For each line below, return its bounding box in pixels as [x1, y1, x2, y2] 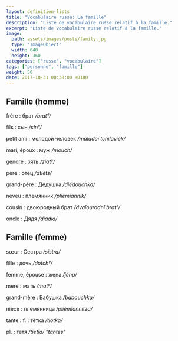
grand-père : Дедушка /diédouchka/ [6, 181, 95, 188]
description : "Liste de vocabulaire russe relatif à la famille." [6, 20, 173, 25]
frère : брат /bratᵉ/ [6, 112, 51, 119]
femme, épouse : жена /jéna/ [6, 271, 78, 278]
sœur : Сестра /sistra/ [6, 248, 61, 255]
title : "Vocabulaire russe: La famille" [6, 14, 107, 20]
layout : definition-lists [6, 8, 70, 15]
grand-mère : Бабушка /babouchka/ [6, 294, 95, 301]
